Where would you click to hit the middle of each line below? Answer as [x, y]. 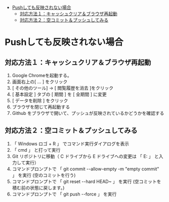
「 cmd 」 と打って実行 [36, 150]
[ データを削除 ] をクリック [40, 100]
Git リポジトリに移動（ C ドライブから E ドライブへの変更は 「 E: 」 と [85, 156]
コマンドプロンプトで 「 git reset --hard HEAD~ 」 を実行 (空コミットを [87, 181]
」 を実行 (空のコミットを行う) [44, 175]
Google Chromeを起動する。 [42, 75]
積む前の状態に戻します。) [38, 187]
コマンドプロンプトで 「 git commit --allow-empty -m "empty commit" [86, 169]
